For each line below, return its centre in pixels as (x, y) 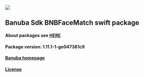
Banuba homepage (25, 58)
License (14, 69)
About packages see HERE (33, 35)
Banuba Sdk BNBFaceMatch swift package (72, 23)
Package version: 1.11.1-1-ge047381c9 (45, 46)
